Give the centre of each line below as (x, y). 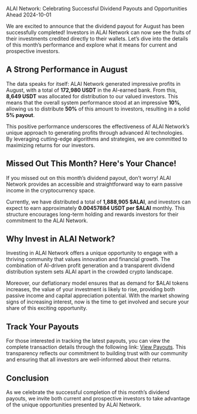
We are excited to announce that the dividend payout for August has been (95, 26)
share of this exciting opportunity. (47, 308)
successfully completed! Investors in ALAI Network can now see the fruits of (98, 32)
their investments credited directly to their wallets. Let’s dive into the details (97, 39)
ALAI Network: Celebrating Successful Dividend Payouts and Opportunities (97, 9)
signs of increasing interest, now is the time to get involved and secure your (98, 302)
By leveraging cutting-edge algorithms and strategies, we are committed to (97, 139)
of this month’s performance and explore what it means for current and (92, 45)
